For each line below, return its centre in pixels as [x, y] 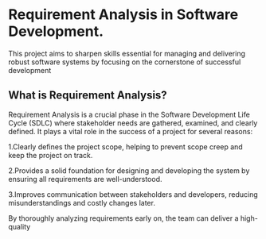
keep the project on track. [51, 155]
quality [20, 226]
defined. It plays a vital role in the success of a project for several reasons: [131, 131]
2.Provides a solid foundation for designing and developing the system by [129, 170]
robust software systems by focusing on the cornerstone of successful [125, 62]
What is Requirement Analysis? [88, 96]
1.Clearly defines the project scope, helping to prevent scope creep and [125, 146]
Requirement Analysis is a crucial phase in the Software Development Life [129, 114]
